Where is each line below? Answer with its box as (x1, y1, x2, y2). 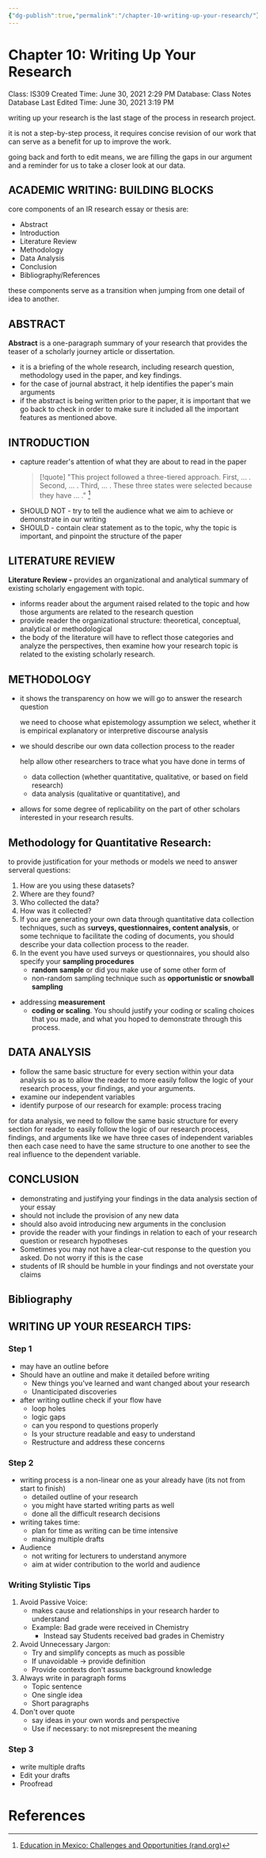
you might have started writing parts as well (31, 1501, 175, 1510)
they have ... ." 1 (39, 489, 91, 500)
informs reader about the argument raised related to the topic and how (19, 599, 250, 608)
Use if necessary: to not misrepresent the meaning (31, 1724, 197, 1733)
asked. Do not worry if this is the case (19, 1252, 144, 1262)
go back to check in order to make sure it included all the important (19, 404, 239, 414)
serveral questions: (8, 865, 71, 875)
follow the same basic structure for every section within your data (19, 1066, 234, 1076)
